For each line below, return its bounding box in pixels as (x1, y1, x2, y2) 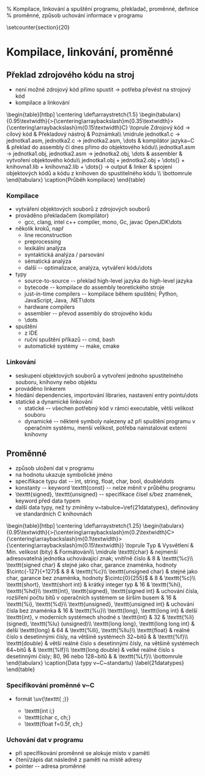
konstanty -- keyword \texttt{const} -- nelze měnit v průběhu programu (15, 484, 196, 492)
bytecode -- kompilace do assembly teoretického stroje (24, 284, 165, 291)
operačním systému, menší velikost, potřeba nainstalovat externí (24, 424, 187, 431)
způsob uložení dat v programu (15, 464, 94, 472)
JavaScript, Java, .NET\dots (24, 297, 95, 304)
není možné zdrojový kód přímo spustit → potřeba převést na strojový (15, 86, 191, 93)
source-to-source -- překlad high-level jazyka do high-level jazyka (24, 277, 193, 284)
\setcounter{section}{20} (6, 24, 70, 31)
